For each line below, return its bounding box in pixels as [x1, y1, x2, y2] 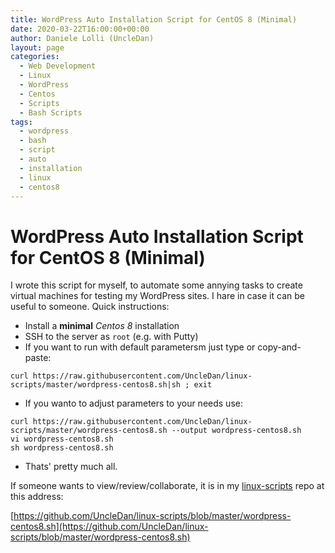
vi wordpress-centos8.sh [10, 434, 114, 445]
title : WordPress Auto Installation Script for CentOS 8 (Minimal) [10, 14, 298, 25]
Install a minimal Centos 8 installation [24, 320, 180, 332]
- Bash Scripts [19, 107, 83, 118]
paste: [24, 352, 52, 364]
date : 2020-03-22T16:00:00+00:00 [10, 24, 150, 34]
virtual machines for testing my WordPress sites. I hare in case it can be [10, 290, 305, 302]
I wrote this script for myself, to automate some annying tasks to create [10, 279, 303, 291]
